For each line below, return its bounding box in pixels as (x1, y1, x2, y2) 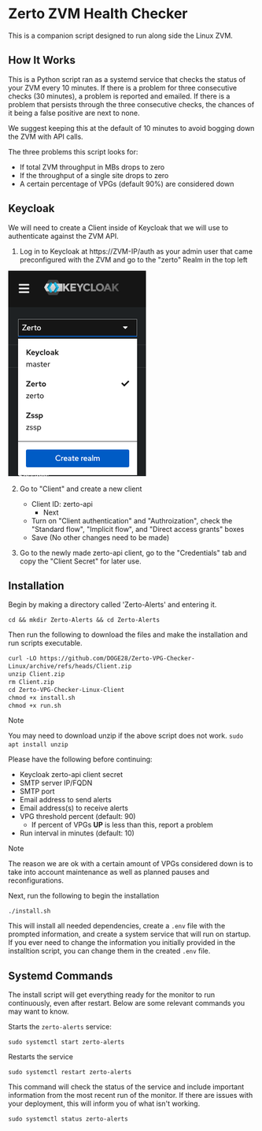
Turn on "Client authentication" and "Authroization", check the (31, 515, 233, 525)
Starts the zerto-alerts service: (8, 1022, 113, 1032)
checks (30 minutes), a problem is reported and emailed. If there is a (8, 91, 231, 101)
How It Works (8, 54, 76, 67)
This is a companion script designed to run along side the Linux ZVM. (8, 31, 234, 40)
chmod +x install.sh (8, 694, 76, 702)
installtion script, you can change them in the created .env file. (8, 947, 211, 956)
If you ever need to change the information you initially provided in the (8, 938, 236, 947)
